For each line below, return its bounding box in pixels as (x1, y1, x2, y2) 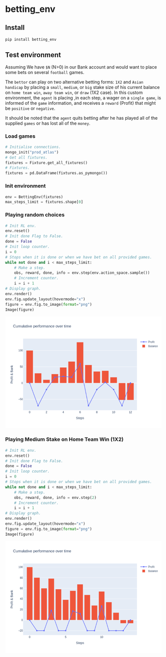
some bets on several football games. (5, 69, 84, 75)
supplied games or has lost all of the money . (5, 120, 90, 126)
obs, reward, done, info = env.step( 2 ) (14, 495, 97, 500)
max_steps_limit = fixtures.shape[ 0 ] (5, 200, 83, 205)
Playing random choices (5, 211, 65, 218)
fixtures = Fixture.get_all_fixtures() (5, 160, 88, 165)
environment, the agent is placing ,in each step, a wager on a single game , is (5, 94, 162, 100)
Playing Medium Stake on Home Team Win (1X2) (5, 436, 124, 443)
